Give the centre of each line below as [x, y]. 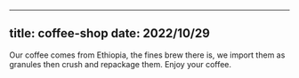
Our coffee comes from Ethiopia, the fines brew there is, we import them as [147, 55]
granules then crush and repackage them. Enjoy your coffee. [121, 64]
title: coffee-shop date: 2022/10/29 [110, 33]
